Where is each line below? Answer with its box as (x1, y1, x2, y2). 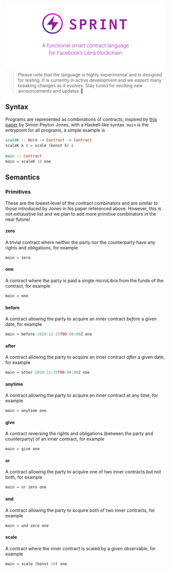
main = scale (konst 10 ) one (5, 561, 67, 566)
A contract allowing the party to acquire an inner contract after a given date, (5, 354, 165, 360)
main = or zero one (5, 485, 47, 490)
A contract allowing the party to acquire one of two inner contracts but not (5, 469, 161, 475)
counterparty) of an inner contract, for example (5, 436, 104, 442)
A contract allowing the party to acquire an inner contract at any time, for (5, 392, 158, 399)
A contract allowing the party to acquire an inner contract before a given (5, 316, 157, 322)
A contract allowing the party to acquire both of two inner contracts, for (5, 507, 155, 513)
